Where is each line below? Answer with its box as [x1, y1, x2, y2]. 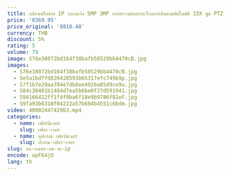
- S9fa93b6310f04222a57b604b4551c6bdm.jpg [13, 100, 137, 107]
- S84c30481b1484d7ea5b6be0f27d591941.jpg [13, 87, 137, 94]
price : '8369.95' [7, 17, 57, 24]
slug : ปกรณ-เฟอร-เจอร [19, 139, 75, 146]
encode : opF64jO [7, 152, 54, 159]
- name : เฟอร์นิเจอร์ [13, 119, 60, 127]
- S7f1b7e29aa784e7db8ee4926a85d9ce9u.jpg [13, 81, 137, 88]
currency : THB [7, 29, 48, 37]
